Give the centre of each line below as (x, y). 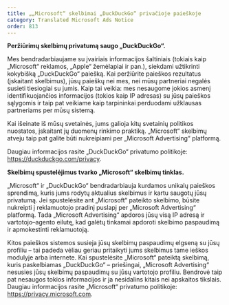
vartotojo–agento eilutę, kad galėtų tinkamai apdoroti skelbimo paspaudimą (113, 222)
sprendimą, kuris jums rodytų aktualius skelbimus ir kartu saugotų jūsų (107, 193)
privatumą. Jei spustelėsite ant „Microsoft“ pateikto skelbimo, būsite (103, 200)
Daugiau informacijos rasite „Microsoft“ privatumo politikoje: (92, 287)
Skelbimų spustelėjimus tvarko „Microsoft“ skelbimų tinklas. (96, 172)
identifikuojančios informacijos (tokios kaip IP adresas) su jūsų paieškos (109, 96)
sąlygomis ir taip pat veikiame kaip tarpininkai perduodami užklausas (104, 103)
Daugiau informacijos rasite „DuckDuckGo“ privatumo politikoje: (97, 151)
